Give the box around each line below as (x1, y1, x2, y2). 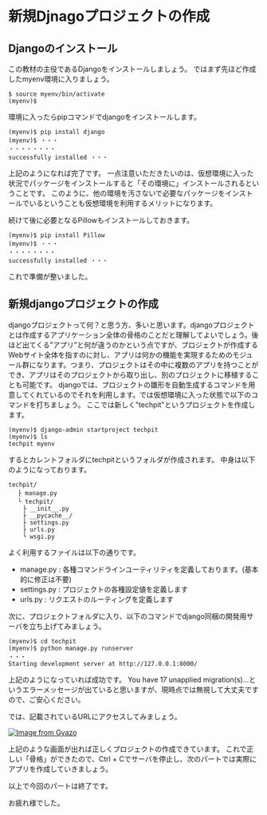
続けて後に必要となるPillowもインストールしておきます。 (8, 216, 194, 224)
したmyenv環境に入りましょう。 (8, 74, 114, 84)
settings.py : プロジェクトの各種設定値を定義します (19, 584, 189, 594)
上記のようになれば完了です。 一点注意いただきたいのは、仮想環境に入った (8, 168, 254, 178)
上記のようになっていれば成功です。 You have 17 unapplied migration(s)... (8, 675, 249, 684)
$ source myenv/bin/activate (8, 90, 105, 98)
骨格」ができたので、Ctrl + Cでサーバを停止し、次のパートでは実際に (29, 754, 257, 763)
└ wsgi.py (22, 532, 56, 540)
